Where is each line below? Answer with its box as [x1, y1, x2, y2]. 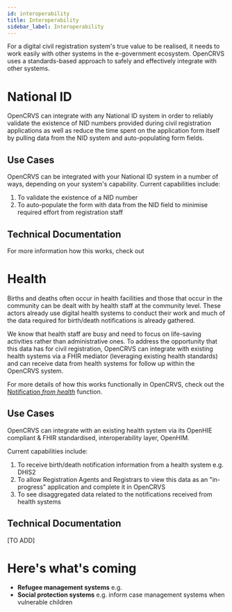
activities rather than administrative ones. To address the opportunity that [7, 337, 217, 345]
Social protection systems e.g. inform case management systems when [17, 590, 225, 599]
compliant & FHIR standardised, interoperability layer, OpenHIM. [7, 433, 190, 442]
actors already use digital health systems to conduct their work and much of [7, 309, 226, 317]
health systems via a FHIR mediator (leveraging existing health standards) [7, 352, 218, 360]
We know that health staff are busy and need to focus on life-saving [7, 330, 201, 338]
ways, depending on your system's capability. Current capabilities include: [7, 180, 221, 188]
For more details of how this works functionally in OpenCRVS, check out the [7, 380, 224, 388]
